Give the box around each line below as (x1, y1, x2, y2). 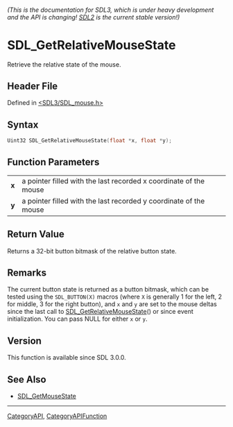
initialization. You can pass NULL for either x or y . (7, 315, 148, 323)
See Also (7, 374, 46, 385)
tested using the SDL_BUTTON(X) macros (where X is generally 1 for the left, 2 (7, 292, 223, 301)
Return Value (7, 228, 64, 240)
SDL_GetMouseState (17, 392, 76, 401)
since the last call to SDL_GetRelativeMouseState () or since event (7, 308, 194, 316)
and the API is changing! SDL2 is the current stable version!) (7, 12, 180, 21)
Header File (7, 80, 58, 92)
